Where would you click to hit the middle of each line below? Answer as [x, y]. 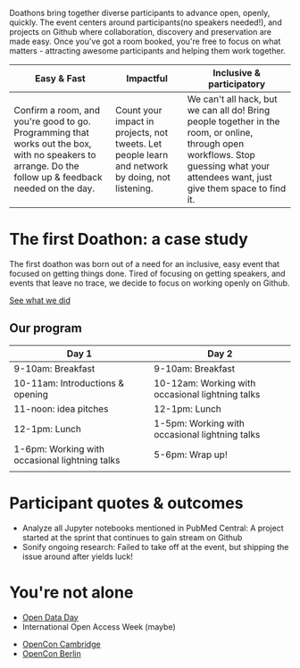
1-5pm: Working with [200, 423]
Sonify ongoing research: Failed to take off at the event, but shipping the [155, 547]
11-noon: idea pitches [61, 408]
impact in [135, 121]
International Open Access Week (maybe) [99, 626]
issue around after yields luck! [78, 556]
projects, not [142, 133]
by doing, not [143, 177]
